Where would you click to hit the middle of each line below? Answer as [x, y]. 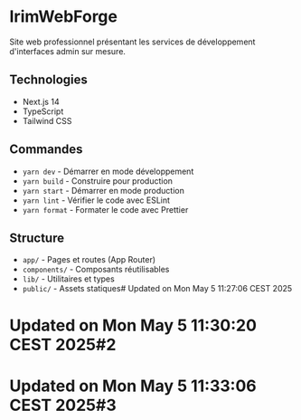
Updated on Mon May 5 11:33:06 [133, 386]
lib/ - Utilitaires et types [68, 279]
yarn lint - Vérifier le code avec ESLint [96, 200]
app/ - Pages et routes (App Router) [89, 260]
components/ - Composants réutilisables [96, 270]
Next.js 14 [41, 101]
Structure [37, 238]
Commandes [46, 150]
